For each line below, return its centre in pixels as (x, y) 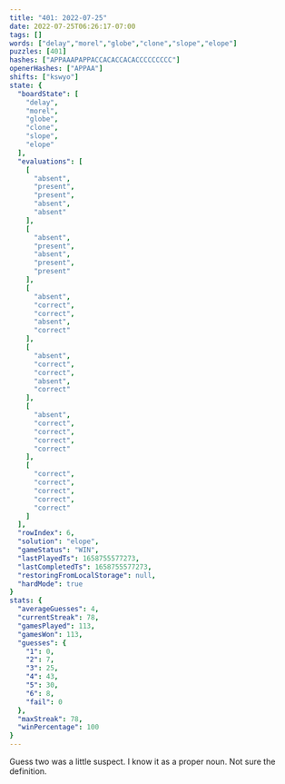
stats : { (26, 600)
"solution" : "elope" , (59, 541)
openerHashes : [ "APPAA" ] (56, 69)
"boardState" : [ (48, 94)
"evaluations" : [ (50, 161)
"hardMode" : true (50, 584)
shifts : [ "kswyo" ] (44, 77)
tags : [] (26, 35)
